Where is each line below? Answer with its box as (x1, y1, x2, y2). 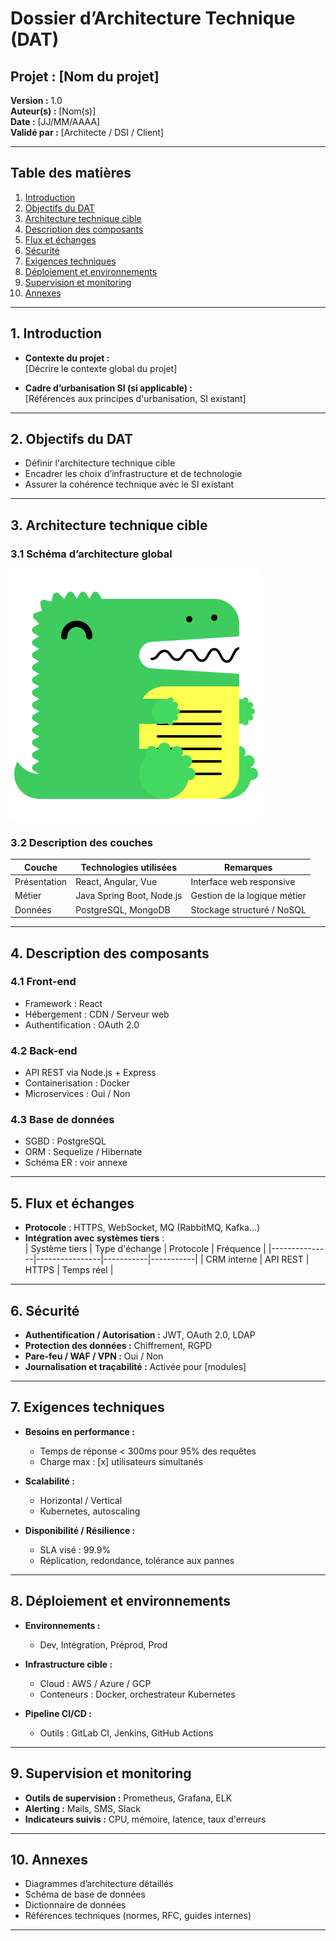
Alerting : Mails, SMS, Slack (24, 1802, 141, 1814)
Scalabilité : (24, 1475, 75, 1487)
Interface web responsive (190, 876, 296, 888)
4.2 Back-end (10, 1043, 78, 1057)
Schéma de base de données (24, 1888, 146, 1901)
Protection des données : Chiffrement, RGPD (24, 1340, 213, 1352)
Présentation (14, 876, 68, 888)
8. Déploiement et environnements (10, 1593, 231, 1610)
